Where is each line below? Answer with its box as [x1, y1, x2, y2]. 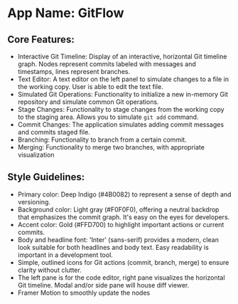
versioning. [17, 197, 51, 206]
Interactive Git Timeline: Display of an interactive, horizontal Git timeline [17, 52, 227, 61]
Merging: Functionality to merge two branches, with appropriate [17, 143, 205, 151]
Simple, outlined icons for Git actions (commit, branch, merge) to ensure [17, 258, 229, 266]
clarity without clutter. [17, 266, 82, 274]
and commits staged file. [17, 128, 90, 136]
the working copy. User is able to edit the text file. [17, 83, 163, 90]
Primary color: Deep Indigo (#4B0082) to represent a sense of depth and [17, 190, 232, 199]
